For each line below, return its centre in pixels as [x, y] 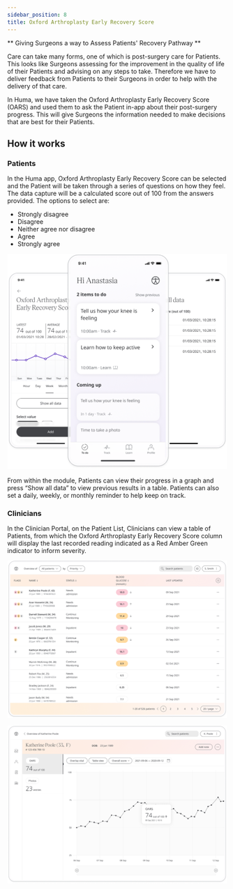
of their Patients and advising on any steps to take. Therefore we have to [112, 71]
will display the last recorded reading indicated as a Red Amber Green [107, 543]
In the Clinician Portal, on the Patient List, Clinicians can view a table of [109, 529]
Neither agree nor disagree [56, 229]
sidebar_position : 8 [37, 15]
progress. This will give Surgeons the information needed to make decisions [116, 114]
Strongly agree [39, 244]
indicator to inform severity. [47, 551]
